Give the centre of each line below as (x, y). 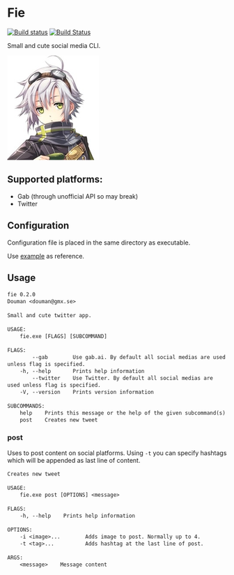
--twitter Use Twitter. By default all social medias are (123, 378)
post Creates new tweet (59, 420)
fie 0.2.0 (22, 295)
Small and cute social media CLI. (54, 45)
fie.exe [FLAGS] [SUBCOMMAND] (64, 337)
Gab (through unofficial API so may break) (78, 196)
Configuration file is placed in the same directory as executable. (99, 243)
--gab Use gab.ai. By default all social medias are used (129, 358)
